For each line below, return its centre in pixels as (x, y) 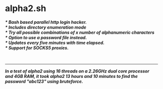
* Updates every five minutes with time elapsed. (55, 43)
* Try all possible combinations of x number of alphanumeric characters (80, 32)
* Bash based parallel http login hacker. (46, 22)
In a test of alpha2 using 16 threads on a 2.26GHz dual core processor (77, 71)
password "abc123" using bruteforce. (44, 81)
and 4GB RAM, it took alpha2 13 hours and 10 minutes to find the (72, 76)
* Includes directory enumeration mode (46, 27)
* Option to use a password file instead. (46, 37)
